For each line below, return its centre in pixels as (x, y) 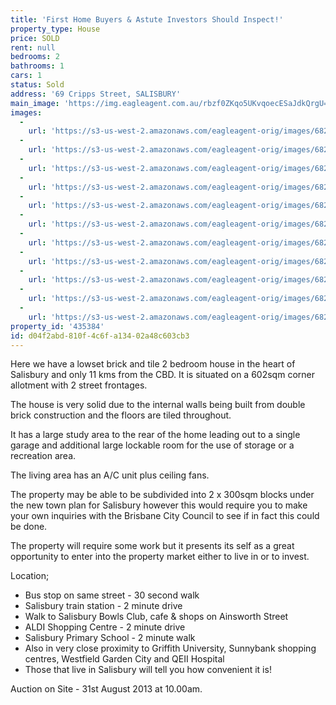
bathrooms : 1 (37, 66)
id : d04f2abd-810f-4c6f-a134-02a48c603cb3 (100, 336)
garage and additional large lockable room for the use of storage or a (152, 445)
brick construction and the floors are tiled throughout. (121, 415)
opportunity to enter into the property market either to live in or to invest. (160, 557)
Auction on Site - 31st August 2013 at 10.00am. (106, 689)
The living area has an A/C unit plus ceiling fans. (110, 475)
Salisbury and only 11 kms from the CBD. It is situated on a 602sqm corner (162, 375)
